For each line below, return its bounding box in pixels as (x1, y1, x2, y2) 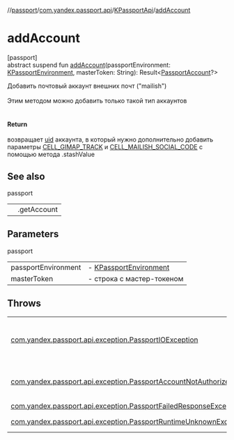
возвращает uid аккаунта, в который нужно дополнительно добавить (7, 135, 214, 144)
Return (7, 120, 28, 128)
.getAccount (17, 204, 58, 214)
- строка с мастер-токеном (88, 273, 184, 283)
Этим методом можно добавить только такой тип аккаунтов (7, 96, 187, 105)
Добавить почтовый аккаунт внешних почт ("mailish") (7, 82, 167, 90)
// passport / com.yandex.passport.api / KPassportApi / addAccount (7, 6, 191, 14)
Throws (7, 298, 42, 310)
